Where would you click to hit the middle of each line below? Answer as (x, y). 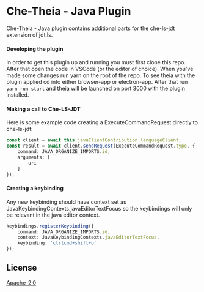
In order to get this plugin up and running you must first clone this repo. (96, 62)
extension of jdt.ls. (30, 34)
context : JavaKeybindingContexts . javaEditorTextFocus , (89, 238)
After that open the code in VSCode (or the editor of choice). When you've (100, 69)
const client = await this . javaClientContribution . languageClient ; (94, 140)
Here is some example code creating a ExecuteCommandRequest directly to (102, 122)
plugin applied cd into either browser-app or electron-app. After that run (97, 82)
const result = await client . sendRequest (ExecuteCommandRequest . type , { (101, 146)
